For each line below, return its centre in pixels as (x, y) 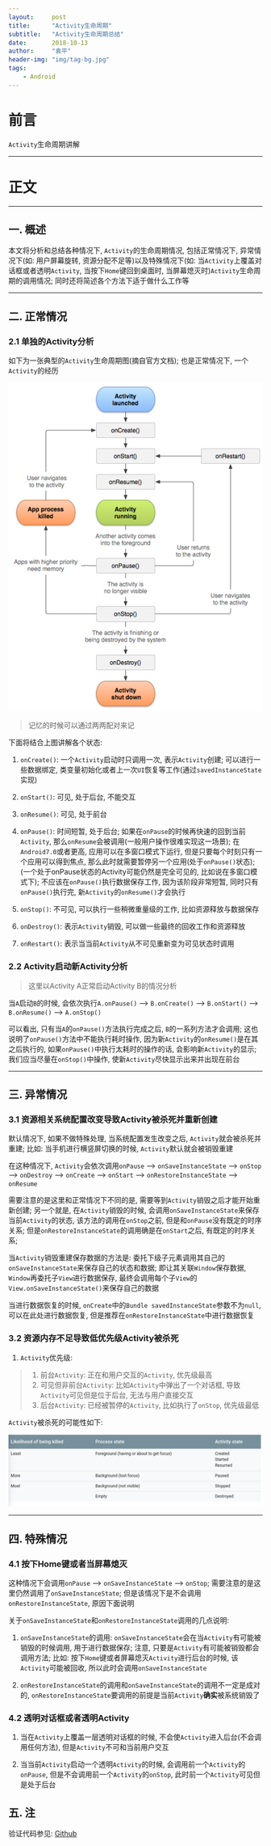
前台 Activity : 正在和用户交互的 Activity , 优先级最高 (126, 1375)
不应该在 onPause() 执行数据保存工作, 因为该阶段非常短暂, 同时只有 (150, 882)
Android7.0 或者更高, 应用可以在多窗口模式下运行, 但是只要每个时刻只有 (138, 852)
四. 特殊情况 (38, 1538)
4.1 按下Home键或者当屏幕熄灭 (68, 1564)
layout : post (38, 17)
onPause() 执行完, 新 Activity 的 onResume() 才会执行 (103, 892)
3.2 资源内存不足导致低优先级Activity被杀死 (94, 1338)
